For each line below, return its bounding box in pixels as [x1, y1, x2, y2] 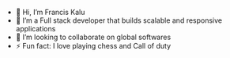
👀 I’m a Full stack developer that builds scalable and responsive [15, 16, 223, 25]
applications [15, 24, 56, 33]
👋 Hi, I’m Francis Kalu [15, 8, 85, 16]
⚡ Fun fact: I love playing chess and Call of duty [15, 42, 172, 50]
